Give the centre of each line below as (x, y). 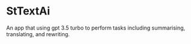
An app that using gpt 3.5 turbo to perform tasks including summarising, (96, 28)
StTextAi (28, 11)
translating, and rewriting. (38, 34)
